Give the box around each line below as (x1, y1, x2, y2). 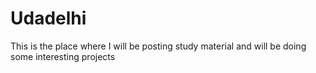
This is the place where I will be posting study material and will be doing (10, 40, 307, 52)
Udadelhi (10, 7, 87, 30)
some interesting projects (10, 50, 116, 62)
